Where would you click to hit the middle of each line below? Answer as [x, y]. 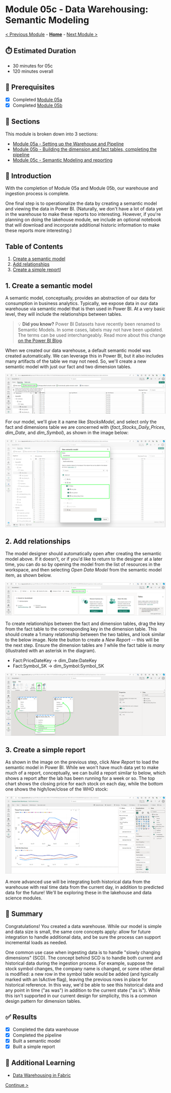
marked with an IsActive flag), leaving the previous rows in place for [76, 979]
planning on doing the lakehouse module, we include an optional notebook [83, 220]
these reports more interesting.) [39, 231]
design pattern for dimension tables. [43, 1001]
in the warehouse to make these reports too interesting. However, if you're [83, 214]
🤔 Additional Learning [40, 1063]
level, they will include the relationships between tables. [64, 314]
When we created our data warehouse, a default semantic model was [78, 350]
